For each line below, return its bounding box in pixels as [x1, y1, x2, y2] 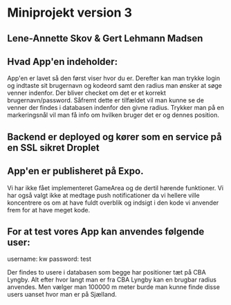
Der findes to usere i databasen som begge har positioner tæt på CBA [7, 268, 206, 277]
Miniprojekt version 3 [7, 5, 133, 21]
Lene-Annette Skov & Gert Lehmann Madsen [7, 33, 203, 44]
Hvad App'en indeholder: [7, 55, 118, 67]
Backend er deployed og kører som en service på [7, 131, 223, 142]
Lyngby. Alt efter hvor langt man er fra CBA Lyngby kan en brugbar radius [7, 275, 216, 284]
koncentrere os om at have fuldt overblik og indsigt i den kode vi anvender [7, 198, 219, 207]
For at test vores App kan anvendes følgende [7, 225, 205, 237]
